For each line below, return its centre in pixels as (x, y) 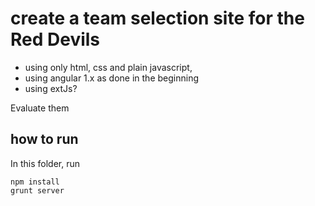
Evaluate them (40, 108)
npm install (35, 182)
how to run (44, 139)
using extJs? (51, 88)
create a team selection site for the (157, 18)
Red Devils (55, 39)
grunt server (37, 190)
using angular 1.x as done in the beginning (112, 78)
